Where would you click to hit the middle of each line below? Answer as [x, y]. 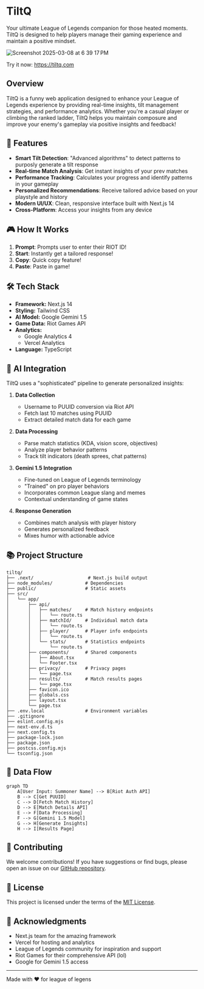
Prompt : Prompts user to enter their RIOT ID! [71, 247]
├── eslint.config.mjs [35, 721]
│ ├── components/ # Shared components [72, 652]
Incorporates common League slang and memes [85, 493]
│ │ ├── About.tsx [40, 658]
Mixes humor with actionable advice [69, 536]
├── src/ [17, 594]
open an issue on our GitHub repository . [56, 869]
